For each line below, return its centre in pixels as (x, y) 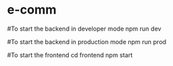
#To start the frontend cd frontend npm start (70, 55)
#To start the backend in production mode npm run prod (87, 42)
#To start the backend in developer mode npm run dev (84, 29)
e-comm (32, 10)
